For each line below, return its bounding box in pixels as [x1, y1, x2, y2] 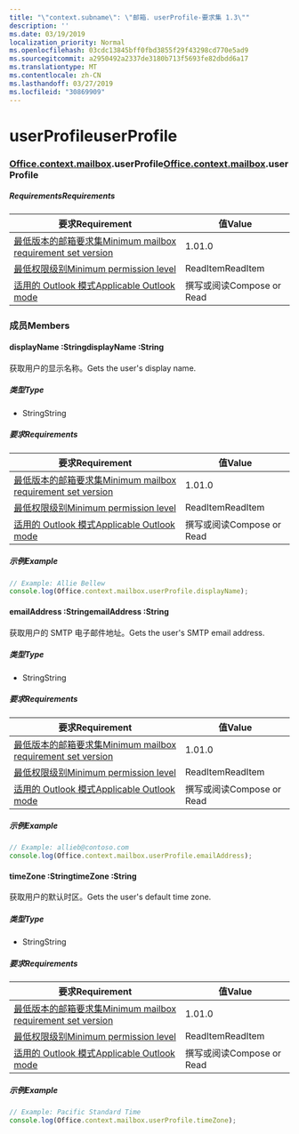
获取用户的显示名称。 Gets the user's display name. [9, 362, 197, 374]
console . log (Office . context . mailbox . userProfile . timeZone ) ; [9, 1116, 238, 1125]
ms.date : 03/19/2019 [9, 29, 86, 38]
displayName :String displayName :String [9, 342, 165, 352]
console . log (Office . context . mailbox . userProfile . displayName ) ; [9, 587, 249, 596]
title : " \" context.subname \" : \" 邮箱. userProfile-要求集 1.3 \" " [9, 12, 250, 22]
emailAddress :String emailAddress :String [9, 606, 169, 616]
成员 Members [9, 319, 70, 332]
